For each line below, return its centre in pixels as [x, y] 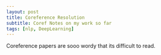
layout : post [23, 12]
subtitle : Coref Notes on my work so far [59, 23]
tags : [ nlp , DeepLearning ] [40, 29]
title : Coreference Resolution [46, 18]
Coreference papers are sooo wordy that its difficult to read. [81, 46]
